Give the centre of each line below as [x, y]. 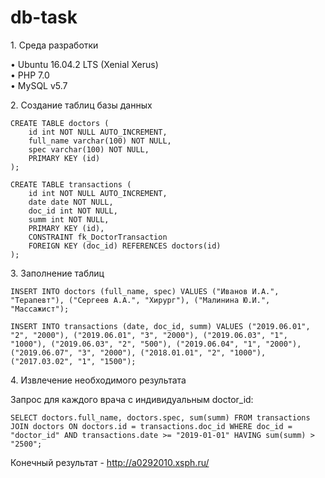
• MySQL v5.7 [39, 85]
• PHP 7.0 [30, 75]
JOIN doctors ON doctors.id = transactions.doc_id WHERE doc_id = [151, 426]
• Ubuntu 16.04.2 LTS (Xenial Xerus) [84, 64]
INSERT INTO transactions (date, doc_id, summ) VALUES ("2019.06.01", [160, 326]
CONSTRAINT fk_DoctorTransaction [98, 237]
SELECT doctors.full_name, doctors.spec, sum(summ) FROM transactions [160, 417]
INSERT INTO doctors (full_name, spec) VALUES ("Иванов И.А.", [145, 291]
